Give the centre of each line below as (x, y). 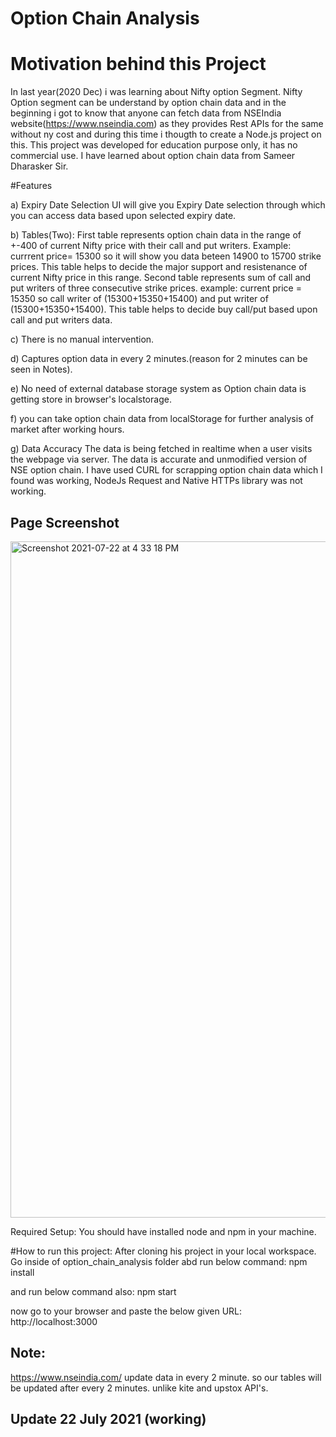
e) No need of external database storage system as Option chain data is (158, 389)
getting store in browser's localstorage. (91, 399)
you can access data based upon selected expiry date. (123, 216)
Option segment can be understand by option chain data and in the (148, 103)
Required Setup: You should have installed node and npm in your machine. (163, 1231)
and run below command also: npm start (93, 1291)
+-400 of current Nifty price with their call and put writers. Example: (151, 246)
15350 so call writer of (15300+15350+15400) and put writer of (139, 299)
